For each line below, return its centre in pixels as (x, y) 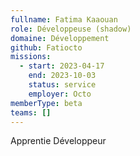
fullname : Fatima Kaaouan (64, 19)
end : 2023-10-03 (62, 76)
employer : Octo (60, 94)
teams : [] (31, 112)
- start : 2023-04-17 (62, 66)
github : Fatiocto (46, 47)
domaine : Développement (60, 38)
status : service (62, 85)
